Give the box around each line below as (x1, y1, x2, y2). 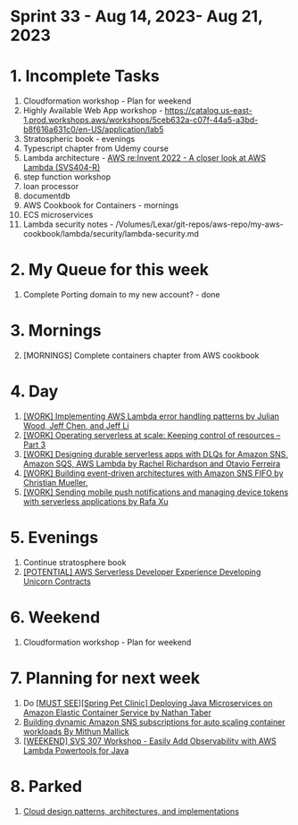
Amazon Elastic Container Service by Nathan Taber (22, 707, 212, 718)
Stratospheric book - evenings (22, 134, 136, 145)
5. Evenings (10, 528, 99, 548)
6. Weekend (10, 607, 101, 628)
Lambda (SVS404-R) (22, 162, 101, 173)
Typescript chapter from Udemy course (22, 143, 169, 154)
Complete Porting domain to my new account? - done (22, 289, 221, 300)
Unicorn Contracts (22, 576, 92, 587)
